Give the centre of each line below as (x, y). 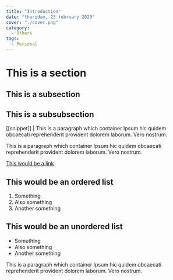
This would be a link (30, 164)
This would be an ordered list (60, 182)
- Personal (24, 44)
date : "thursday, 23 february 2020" (50, 17)
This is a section (46, 73)
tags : (13, 39)
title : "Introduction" (33, 11)
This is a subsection (43, 94)
